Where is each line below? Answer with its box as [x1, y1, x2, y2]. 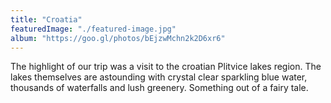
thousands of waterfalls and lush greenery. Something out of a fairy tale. [10, 82, 309, 94]
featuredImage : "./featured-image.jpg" [10, 24, 177, 34]
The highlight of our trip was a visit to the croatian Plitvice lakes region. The [10, 61, 322, 73]
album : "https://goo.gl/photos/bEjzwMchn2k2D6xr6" [10, 33, 226, 43]
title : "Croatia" [10, 14, 83, 25]
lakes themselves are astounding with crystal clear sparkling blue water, [10, 71, 308, 83]
